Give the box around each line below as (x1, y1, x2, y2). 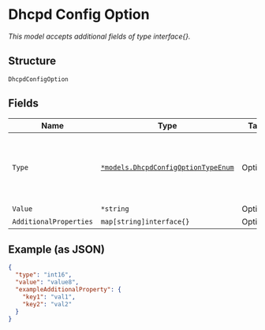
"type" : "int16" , (15, 271, 73, 279)
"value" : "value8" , (15, 278, 80, 287)
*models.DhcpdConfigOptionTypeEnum (100, 163, 234, 172)
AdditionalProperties (12, 217, 93, 226)
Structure (8, 54, 57, 68)
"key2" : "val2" (22, 300, 73, 308)
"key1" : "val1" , (22, 293, 77, 301)
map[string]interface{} (100, 217, 190, 226)
